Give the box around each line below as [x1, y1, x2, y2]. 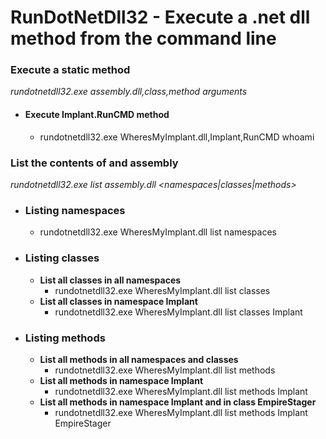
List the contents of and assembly [10, 156, 179, 170]
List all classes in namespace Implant [39, 295, 198, 307]
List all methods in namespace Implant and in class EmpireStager [39, 396, 317, 408]
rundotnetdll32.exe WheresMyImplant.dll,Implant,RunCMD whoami [39, 131, 315, 143]
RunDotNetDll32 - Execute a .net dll [10, 6, 311, 29]
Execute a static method [10, 63, 131, 77]
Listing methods [24, 331, 106, 345]
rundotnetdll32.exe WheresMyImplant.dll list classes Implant [54, 306, 303, 318]
